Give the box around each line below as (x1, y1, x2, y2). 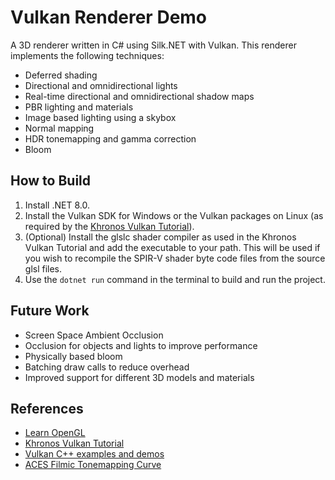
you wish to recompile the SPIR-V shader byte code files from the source (24, 252, 326, 264)
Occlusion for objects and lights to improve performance (24, 339, 258, 351)
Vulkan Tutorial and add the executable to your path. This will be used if (24, 241, 321, 253)
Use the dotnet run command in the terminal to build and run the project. (24, 273, 326, 285)
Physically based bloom (24, 350, 123, 362)
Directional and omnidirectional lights (24, 79, 178, 91)
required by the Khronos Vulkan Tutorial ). (24, 220, 195, 232)
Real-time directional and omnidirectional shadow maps (24, 90, 255, 102)
